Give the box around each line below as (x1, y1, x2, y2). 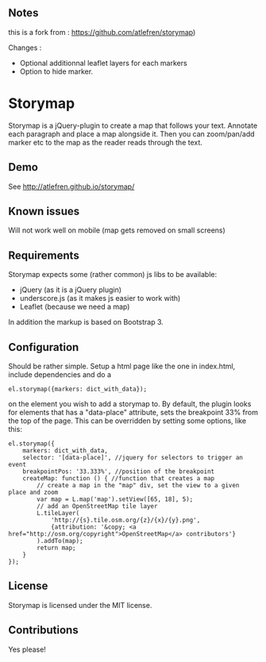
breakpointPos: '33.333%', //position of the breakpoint (22, 468, 215, 475)
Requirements (8, 248, 79, 262)
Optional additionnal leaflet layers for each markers (19, 58, 188, 67)
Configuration (8, 341, 79, 354)
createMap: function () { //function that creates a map (22, 475, 215, 483)
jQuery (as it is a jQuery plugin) (19, 285, 121, 294)
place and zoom (8, 488, 59, 496)
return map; (37, 544, 77, 552)
